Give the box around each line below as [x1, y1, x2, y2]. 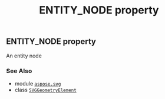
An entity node [6, 52, 42, 59]
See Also [6, 67, 32, 75]
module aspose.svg [14, 80, 61, 87]
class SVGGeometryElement [14, 86, 77, 93]
